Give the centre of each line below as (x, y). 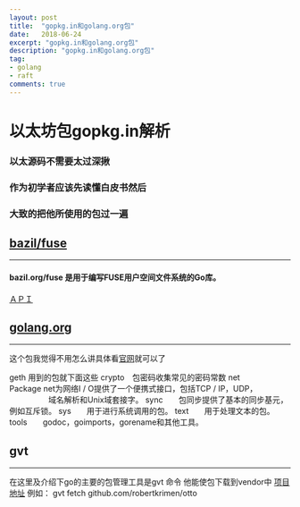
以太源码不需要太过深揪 (59, 161)
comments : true (37, 84)
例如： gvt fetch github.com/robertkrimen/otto (112, 494)
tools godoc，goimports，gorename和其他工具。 (106, 422)
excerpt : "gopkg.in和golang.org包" (74, 42)
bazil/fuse (38, 243)
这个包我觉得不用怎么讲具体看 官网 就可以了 (87, 359)
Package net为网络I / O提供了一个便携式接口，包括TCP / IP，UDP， (133, 389)
